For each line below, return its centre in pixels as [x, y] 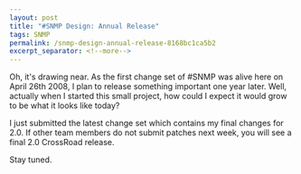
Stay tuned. [31, 160]
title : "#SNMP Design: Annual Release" [85, 26]
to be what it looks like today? [65, 105]
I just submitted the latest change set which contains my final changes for [147, 124]
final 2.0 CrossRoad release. [62, 142]
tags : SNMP [30, 34]
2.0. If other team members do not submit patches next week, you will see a [150, 133]
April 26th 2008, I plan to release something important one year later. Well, [148, 87]
